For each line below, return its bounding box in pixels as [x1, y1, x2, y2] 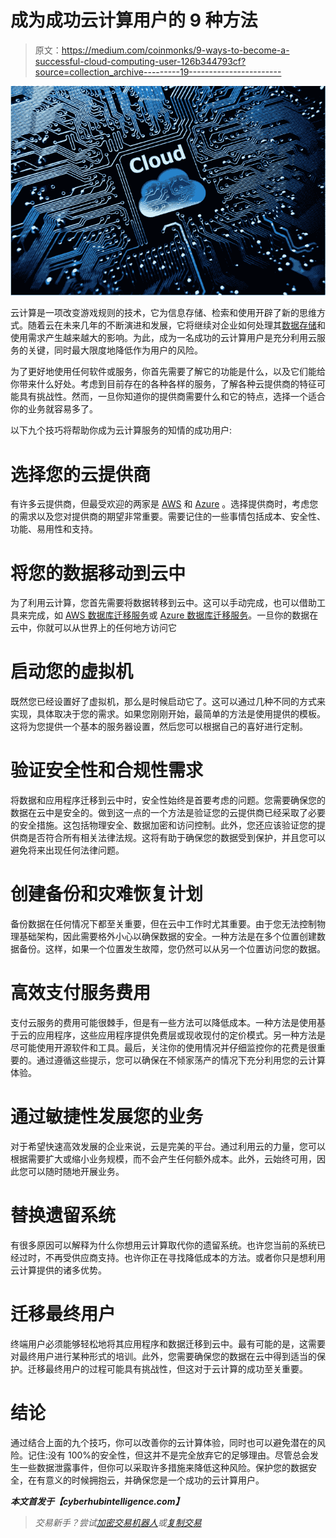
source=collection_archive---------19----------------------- [34, 66, 282, 78]
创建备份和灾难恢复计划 [10, 883, 204, 906]
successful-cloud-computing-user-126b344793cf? [34, 55, 247, 67]
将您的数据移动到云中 [10, 562, 187, 585]
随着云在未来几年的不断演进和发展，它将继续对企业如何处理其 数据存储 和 [27, 319, 326, 331]
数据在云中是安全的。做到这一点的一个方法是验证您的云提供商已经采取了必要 [10, 807, 326, 819]
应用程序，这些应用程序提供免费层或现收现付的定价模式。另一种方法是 [36, 1029, 326, 1041]
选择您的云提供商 [10, 463, 152, 486]
